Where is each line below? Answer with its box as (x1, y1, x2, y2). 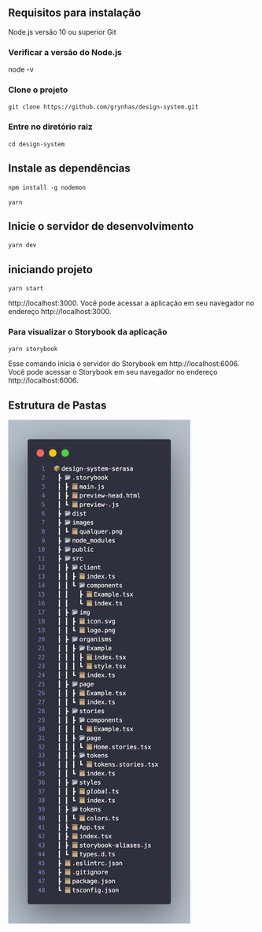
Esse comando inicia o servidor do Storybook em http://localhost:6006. (8, 359, 240, 368)
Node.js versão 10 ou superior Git (8, 27, 116, 36)
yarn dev (8, 242, 37, 250)
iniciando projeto (8, 263, 93, 276)
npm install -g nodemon (8, 183, 87, 191)
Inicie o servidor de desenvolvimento (8, 220, 194, 233)
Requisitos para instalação (8, 6, 142, 20)
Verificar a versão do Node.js (8, 46, 122, 57)
